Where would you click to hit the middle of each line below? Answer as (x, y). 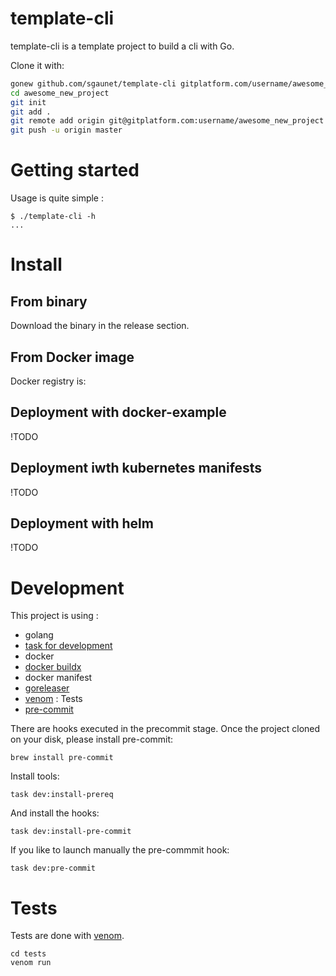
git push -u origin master (66, 130)
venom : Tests (53, 699)
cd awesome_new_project (60, 93)
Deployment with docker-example (118, 412)
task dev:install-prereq (62, 795)
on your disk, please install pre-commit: (92, 739)
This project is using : (54, 616)
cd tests (28, 954)
